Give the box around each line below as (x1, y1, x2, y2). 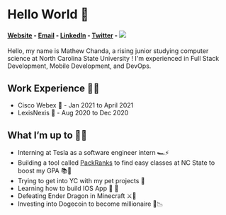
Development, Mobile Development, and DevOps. (7, 62, 152, 70)
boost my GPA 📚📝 (17, 166, 72, 175)
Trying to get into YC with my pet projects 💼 (17, 177, 145, 185)
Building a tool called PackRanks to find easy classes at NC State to (17, 158, 215, 167)
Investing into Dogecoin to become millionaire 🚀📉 (17, 199, 164, 208)
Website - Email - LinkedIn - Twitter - (7, 31, 118, 40)
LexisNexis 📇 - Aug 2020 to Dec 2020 (17, 109, 129, 117)
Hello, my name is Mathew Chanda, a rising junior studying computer (7, 47, 209, 55)
